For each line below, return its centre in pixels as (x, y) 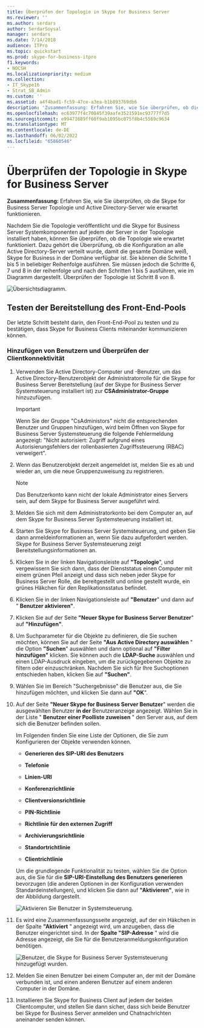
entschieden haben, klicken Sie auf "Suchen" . (74, 674)
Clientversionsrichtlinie (55, 800)
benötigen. (29, 946)
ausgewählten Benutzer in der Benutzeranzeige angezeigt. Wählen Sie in (107, 710)
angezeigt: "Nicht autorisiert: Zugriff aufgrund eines (80, 440)
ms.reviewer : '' (27, 18)
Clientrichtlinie (44, 859)
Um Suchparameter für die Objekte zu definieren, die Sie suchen (96, 636)
